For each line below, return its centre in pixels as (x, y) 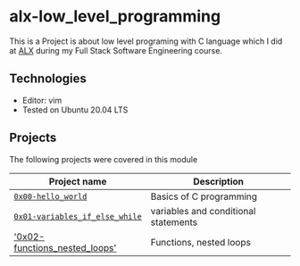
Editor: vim (42, 100)
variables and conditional (203, 211)
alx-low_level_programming (115, 17)
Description (218, 181)
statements (174, 222)
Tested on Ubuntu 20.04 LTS (75, 110)
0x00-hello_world (50, 196)
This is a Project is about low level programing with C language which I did (146, 41)
